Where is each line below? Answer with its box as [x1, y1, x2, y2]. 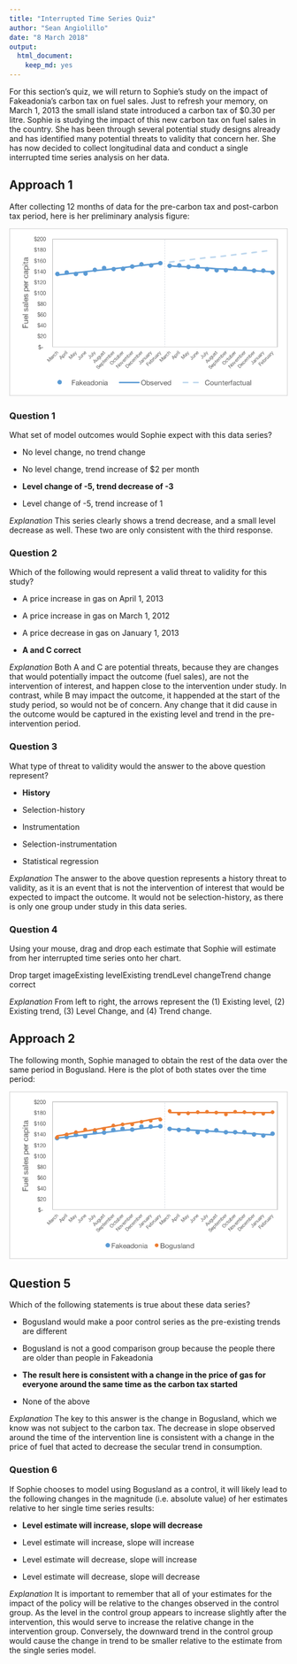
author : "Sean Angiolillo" [9, 23, 109, 33]
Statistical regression [21, 855, 99, 866]
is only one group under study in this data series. [9, 901, 187, 911]
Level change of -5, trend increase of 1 [21, 498, 164, 509]
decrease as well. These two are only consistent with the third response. [9, 525, 273, 535]
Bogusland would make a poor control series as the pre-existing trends [21, 1316, 281, 1327]
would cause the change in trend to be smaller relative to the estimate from [9, 1635, 283, 1645]
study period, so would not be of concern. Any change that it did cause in [9, 700, 278, 710]
